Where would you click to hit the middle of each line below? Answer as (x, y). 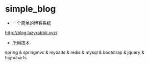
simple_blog (31, 9)
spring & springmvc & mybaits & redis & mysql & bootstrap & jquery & (75, 52)
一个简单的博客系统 (32, 23)
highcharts (16, 57)
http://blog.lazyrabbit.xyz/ (31, 32)
